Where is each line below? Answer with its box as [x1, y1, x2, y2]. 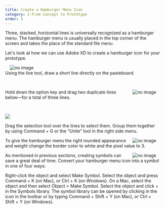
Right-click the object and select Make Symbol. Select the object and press [5, 172, 158, 178]
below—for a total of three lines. [5, 94, 71, 100]
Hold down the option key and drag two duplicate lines [5, 89, 117, 95]
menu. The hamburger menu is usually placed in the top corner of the [5, 35, 147, 41]
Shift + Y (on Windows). [5, 199, 54, 205]
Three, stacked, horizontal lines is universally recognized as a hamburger [5, 30, 154, 36]
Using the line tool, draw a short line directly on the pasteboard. [5, 70, 135, 76]
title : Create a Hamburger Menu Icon [5, 7, 83, 12]
